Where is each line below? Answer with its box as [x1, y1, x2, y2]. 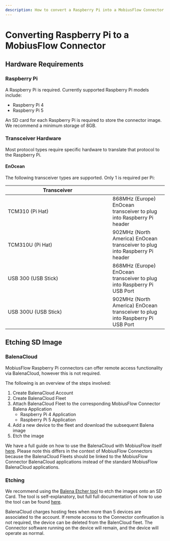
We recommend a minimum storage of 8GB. [5, 122, 97, 128]
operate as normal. [5, 530, 45, 536]
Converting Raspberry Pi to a [5, 29, 129, 40]
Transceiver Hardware [5, 135, 62, 142]
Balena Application [12, 405, 52, 412]
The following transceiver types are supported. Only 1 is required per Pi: [5, 175, 155, 181]
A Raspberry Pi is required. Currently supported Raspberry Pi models [5, 86, 149, 93]
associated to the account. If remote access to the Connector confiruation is [5, 514, 164, 520]
